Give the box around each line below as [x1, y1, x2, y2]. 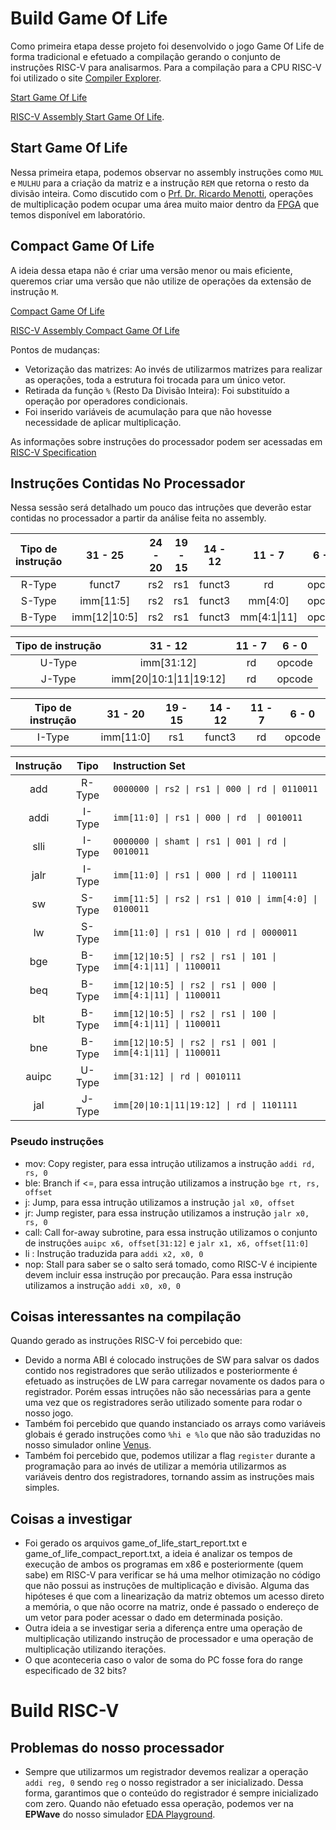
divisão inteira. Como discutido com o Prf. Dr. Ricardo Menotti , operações [10, 187, 314, 199]
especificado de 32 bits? [24, 1665, 127, 1677]
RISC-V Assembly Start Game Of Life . [10, 110, 165, 122]
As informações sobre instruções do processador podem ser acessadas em [10, 435, 323, 447]
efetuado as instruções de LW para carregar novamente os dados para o [24, 1375, 325, 1387]
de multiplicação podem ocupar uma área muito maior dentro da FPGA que [10, 198, 320, 210]
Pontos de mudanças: [10, 343, 101, 356]
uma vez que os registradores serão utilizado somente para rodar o [24, 1397, 303, 1409]
